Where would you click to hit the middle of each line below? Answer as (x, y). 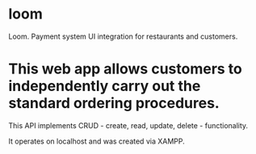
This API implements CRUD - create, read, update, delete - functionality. (128, 125)
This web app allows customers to (125, 69)
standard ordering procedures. (114, 104)
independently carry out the (105, 86)
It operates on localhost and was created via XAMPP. (97, 141)
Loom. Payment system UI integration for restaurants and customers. (123, 36)
